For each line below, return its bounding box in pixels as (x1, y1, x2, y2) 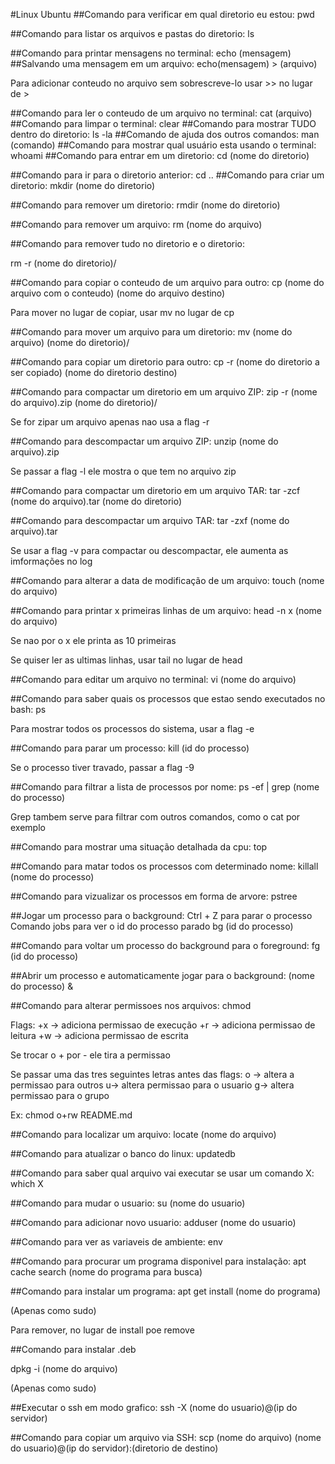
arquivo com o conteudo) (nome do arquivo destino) (10, 287, 226, 299)
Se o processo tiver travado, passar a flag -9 (10, 762, 195, 773)
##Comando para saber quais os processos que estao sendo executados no (10, 693, 326, 704)
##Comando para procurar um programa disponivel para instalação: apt (10, 1255, 307, 1267)
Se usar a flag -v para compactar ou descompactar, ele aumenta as (10, 545, 289, 556)
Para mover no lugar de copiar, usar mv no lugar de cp (10, 307, 235, 318)
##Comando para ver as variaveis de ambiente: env (10, 1236, 223, 1248)
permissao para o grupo (10, 1090, 110, 1101)
